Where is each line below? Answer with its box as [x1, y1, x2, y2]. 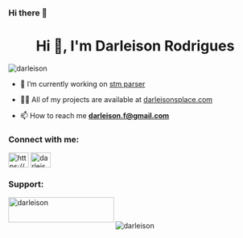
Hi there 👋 [8, 7, 48, 18]
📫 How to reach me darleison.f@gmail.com [19, 110, 170, 120]
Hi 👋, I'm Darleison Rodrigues [35, 37, 235, 55]
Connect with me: [8, 133, 80, 145]
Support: [8, 178, 44, 190]
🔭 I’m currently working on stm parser [19, 79, 146, 88]
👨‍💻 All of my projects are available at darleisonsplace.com [19, 94, 213, 104]
